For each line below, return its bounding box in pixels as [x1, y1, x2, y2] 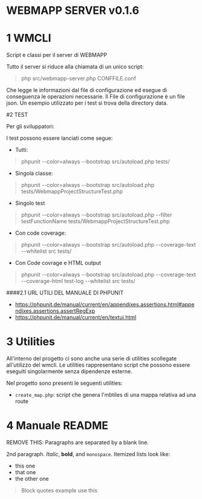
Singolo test [15, 200, 45, 207]
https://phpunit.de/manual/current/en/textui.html [15, 314, 137, 321]
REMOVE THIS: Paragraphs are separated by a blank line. [6, 439, 149, 446]
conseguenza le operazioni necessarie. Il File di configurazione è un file [6, 93, 186, 100]
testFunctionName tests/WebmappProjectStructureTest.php [21, 218, 171, 225]
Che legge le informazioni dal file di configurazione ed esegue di [6, 86, 168, 94]
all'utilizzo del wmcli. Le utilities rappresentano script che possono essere [6, 361, 191, 369]
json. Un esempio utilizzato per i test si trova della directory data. [6, 99, 168, 106]
